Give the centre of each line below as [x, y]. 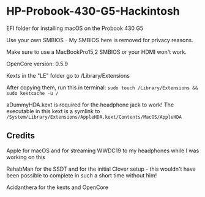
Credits [21, 136]
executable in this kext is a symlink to [53, 111]
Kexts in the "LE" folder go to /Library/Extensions [68, 75]
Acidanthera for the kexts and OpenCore [58, 187]
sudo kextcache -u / [33, 93]
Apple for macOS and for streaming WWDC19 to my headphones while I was [103, 151]
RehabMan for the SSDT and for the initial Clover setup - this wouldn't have [101, 169]
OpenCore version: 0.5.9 [37, 64]
